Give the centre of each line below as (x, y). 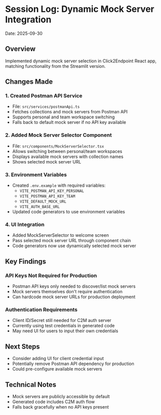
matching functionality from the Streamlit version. (56, 66)
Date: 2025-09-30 (24, 33)
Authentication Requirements (41, 310)
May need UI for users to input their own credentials (65, 331)
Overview (20, 49)
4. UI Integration (25, 224)
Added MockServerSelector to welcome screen (60, 235)
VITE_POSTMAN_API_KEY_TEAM (47, 197)
